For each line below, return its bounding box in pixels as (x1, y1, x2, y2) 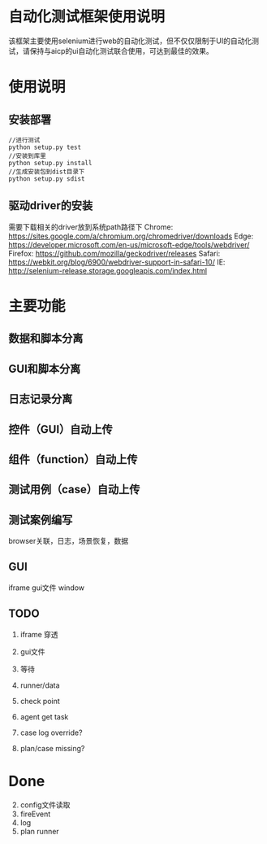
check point (19, 696, 61, 706)
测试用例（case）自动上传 (8, 483, 140, 496)
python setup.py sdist (8, 174, 85, 183)
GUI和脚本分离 (8, 361, 81, 375)
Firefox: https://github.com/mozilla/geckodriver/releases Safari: (8, 248, 221, 258)
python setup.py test (8, 143, 82, 151)
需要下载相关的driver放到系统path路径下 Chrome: (8, 221, 174, 232)
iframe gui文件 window (8, 583, 85, 593)
